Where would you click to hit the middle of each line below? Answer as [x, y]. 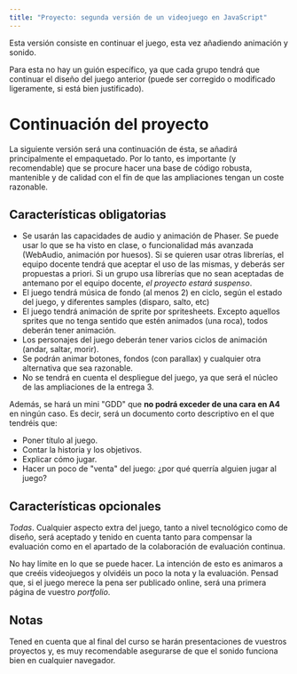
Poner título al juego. [60, 440]
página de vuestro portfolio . [60, 592]
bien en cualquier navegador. [63, 660]
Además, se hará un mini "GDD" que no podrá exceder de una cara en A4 [145, 405]
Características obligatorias [88, 214]
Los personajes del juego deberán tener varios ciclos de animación [145, 340]
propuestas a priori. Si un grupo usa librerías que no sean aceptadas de [153, 274]
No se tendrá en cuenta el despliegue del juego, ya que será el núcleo [150, 378]
